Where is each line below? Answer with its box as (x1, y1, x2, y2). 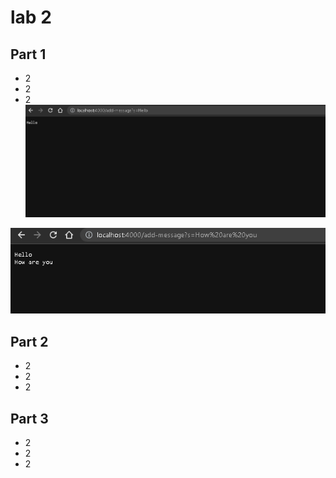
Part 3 (10, 410, 49, 427)
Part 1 (10, 46, 47, 63)
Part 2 (10, 333, 49, 350)
